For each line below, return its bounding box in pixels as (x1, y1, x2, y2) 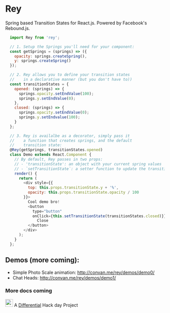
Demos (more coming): (5, 256, 79, 264)
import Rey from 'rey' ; (10, 35, 60, 40)
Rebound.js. (5, 25, 30, 31)
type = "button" (32, 208, 62, 214)
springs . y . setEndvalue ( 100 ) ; (18, 115, 80, 120)
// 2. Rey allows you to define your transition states (10, 72, 130, 78)
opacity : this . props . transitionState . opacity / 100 (27, 190, 139, 195)
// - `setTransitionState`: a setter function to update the (14, 166, 146, 171)
